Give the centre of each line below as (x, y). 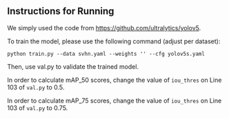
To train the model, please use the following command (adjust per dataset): (114, 41)
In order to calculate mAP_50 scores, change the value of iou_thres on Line (114, 80)
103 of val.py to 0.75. (38, 108)
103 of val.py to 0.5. (36, 87)
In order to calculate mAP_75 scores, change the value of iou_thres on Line (114, 100)
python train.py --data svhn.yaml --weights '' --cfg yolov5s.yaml (106, 54)
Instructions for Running (61, 11)
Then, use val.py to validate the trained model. (73, 66)
